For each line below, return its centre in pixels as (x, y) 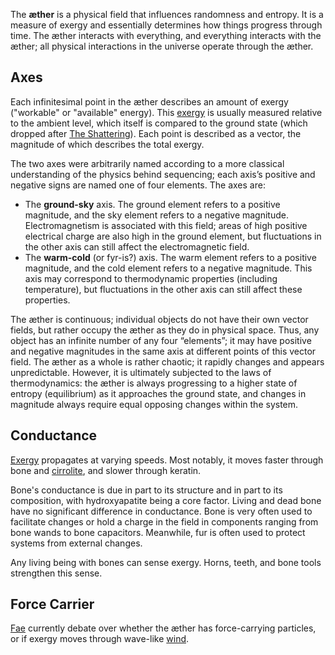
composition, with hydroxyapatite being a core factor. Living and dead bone (166, 500)
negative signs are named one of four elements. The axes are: (138, 185)
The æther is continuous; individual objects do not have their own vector (159, 319)
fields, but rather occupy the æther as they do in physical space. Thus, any (165, 330)
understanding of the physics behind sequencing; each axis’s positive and (163, 174)
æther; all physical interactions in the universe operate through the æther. (162, 46)
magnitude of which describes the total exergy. (107, 144)
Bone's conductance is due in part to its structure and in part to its (146, 490)
